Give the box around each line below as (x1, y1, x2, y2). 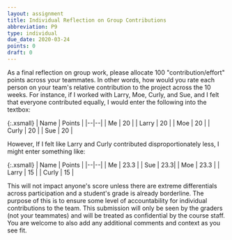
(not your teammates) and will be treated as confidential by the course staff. (7, 211, 225, 220)
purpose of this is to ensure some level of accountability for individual (7, 196, 208, 204)
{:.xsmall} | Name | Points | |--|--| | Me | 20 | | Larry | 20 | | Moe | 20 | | (7, 119, 210, 127)
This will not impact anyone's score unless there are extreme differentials (7, 181, 217, 190)
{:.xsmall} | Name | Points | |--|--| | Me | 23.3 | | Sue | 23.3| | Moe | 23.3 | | (7, 160, 220, 169)
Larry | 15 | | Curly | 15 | (7, 168, 75, 177)
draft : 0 (7, 50, 33, 57)
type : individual (7, 29, 58, 37)
